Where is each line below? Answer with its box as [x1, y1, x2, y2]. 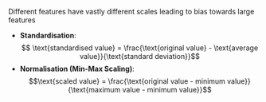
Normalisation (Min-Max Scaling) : [19, 64, 135, 73]
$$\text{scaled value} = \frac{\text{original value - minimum [28, 76, 225, 86]
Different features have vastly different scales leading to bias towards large [8, 7, 255, 16]
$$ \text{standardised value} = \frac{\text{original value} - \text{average [21, 43, 259, 53]
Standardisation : [19, 31, 77, 40]
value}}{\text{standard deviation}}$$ [79, 52, 201, 61]
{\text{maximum [67, 85, 121, 94]
